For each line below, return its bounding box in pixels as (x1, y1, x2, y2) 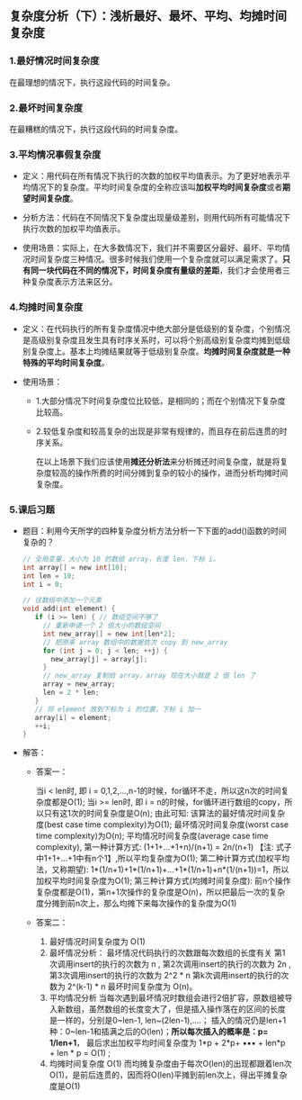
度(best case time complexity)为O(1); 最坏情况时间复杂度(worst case (35, 819, 289, 830)
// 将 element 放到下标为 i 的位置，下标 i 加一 (34, 705, 201, 714)
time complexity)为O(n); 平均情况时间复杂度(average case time (35, 831, 269, 842)
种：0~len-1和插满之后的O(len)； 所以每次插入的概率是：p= (49, 1026, 269, 1037)
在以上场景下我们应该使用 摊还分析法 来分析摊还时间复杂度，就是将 (35, 455, 280, 466)
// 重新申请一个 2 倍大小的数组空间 (42, 621, 162, 630)
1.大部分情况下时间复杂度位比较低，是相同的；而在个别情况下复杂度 (35, 395, 286, 406)
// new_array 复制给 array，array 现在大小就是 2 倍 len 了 (42, 672, 256, 681)
